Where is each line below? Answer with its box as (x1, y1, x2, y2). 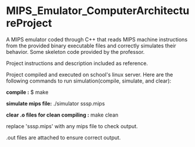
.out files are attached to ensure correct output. (6, 134, 121, 141)
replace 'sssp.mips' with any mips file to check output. (6, 122, 138, 129)
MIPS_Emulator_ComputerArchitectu (6, 4, 190, 18)
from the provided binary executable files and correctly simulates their (6, 42, 176, 49)
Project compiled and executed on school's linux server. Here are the (6, 71, 173, 78)
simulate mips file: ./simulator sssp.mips (6, 100, 105, 107)
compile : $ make (6, 88, 49, 95)
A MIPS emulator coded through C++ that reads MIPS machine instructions (6, 36, 188, 43)
